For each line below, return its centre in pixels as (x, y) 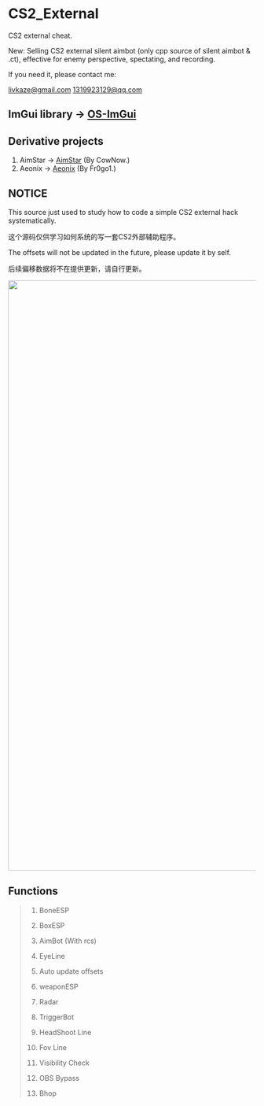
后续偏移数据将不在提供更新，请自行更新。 (77, 268)
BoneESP (54, 910)
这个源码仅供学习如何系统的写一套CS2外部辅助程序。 (94, 236)
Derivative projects (56, 141)
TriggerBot (57, 1017)
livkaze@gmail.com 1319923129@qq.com (75, 89)
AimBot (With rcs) (68, 941)
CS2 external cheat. (40, 35)
